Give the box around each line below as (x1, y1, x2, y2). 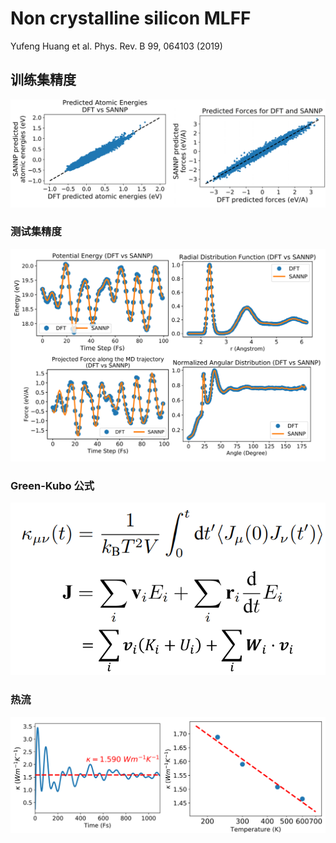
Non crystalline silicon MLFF (10, 7, 252, 30)
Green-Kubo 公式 (10, 478, 95, 492)
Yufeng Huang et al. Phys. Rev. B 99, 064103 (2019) (10, 40, 223, 52)
